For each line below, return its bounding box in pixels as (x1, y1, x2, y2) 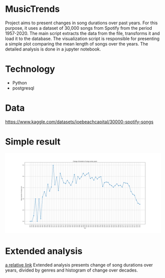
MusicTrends (5, 3, 60, 15)
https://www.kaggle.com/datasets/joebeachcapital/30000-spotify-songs (5, 119, 154, 125)
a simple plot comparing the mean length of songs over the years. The (5, 41, 148, 46)
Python (12, 80, 27, 86)
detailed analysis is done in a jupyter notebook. (5, 46, 101, 52)
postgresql (12, 85, 35, 91)
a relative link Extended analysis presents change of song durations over (5, 262, 153, 268)
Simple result (5, 136, 61, 147)
